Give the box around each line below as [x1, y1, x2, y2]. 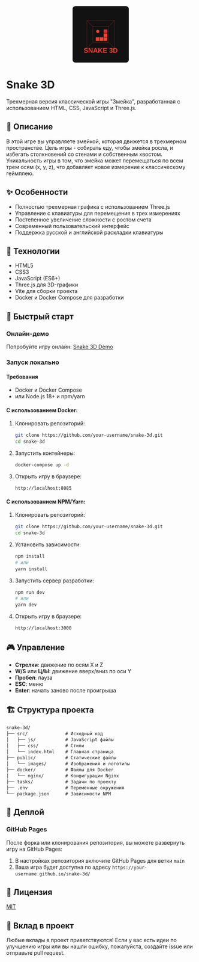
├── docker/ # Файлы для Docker [6, 766, 114, 772]
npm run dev [14, 589, 45, 595]
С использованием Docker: [6, 406, 78, 414]
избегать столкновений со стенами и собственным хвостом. [6, 150, 163, 158]
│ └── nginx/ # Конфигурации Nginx [6, 772, 119, 779]
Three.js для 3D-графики [14, 281, 79, 288]
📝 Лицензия [6, 887, 53, 897]
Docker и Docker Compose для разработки [14, 294, 124, 301]
